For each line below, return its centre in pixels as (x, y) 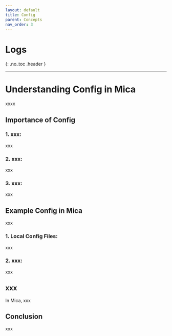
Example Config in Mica (44, 211)
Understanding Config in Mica (71, 90)
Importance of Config (40, 120)
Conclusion (24, 317)
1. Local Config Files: (31, 236)
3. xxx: (14, 184)
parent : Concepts (24, 19)
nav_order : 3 (19, 24)
